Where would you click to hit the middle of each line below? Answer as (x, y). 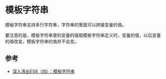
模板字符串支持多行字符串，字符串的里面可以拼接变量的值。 (66, 25)
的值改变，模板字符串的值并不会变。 (42, 41)
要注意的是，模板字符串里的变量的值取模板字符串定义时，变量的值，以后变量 (83, 35)
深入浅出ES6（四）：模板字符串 (43, 71)
